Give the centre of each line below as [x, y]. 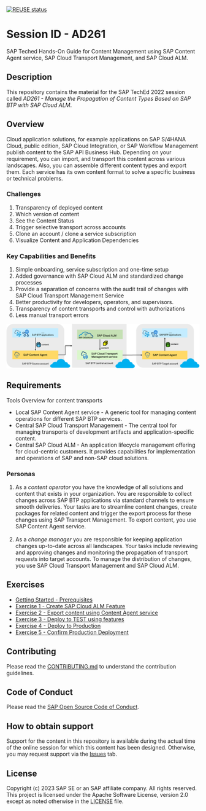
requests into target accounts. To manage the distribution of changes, [103, 558]
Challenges [24, 194]
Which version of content [47, 214]
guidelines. [20, 673]
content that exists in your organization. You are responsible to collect [103, 493]
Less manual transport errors [52, 315]
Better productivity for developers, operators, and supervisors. [94, 302]
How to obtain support [50, 726]
